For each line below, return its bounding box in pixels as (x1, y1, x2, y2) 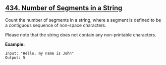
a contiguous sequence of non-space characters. (5, 22, 107, 28)
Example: (5, 41, 25, 47)
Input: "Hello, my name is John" (5, 51, 74, 56)
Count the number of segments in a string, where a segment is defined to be (5, 17, 162, 23)
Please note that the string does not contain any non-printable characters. (5, 32, 157, 37)
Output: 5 (5, 55, 26, 60)
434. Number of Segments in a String (5, 4, 122, 12)
